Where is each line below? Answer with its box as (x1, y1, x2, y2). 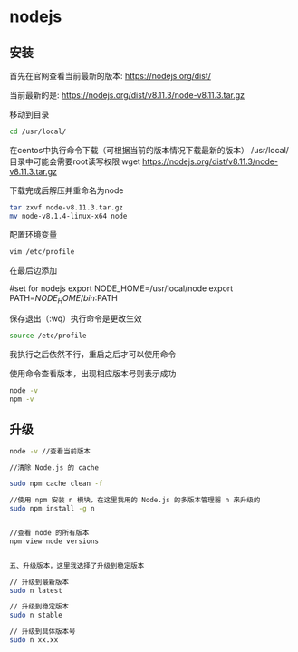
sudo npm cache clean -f (9, 479, 103, 489)
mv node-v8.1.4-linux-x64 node (9, 211, 128, 220)
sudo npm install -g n (9, 504, 95, 513)
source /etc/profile (9, 331, 88, 341)
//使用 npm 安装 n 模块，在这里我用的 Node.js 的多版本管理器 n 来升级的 (9, 496, 261, 505)
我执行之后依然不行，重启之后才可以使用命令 (9, 349, 177, 360)
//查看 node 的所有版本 (9, 529, 90, 538)
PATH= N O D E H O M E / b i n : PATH (9, 292, 118, 306)
